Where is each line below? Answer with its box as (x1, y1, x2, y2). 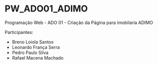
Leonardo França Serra (12, 44, 60, 50)
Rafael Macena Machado (12, 54, 64, 60)
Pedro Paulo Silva (12, 49, 49, 55)
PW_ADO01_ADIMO (5, 3, 88, 14)
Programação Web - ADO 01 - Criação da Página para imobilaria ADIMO (5, 19, 153, 25)
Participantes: (5, 29, 34, 35)
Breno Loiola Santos (12, 38, 54, 45)
